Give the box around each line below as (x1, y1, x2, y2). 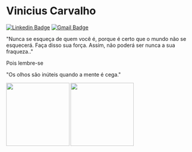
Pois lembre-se (6, 59, 43, 66)
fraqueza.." (6, 47, 34, 55)
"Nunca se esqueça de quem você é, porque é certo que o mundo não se (6, 35, 187, 42)
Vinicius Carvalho (6, 4, 96, 18)
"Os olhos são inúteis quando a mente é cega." (6, 71, 121, 78)
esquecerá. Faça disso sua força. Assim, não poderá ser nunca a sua (6, 42, 175, 49)
